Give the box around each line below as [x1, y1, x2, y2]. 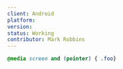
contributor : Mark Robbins [7, 36, 85, 43]
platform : [7, 17, 36, 24]
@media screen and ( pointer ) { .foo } [7, 55, 117, 63]
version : [7, 23, 33, 30]
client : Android [7, 10, 54, 17]
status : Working [7, 29, 54, 37]
